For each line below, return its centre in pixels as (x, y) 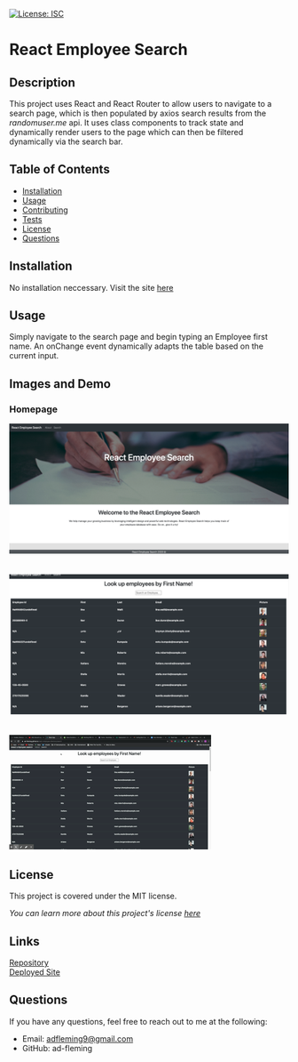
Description (42, 82)
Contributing (45, 210)
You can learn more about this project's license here (105, 913)
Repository (29, 963)
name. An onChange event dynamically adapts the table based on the (137, 346)
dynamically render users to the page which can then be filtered (126, 132)
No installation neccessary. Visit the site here (91, 287)
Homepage (33, 409)
